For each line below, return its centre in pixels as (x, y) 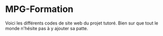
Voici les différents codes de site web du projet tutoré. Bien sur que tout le (82, 23)
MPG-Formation (39, 9)
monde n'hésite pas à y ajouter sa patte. (47, 28)
